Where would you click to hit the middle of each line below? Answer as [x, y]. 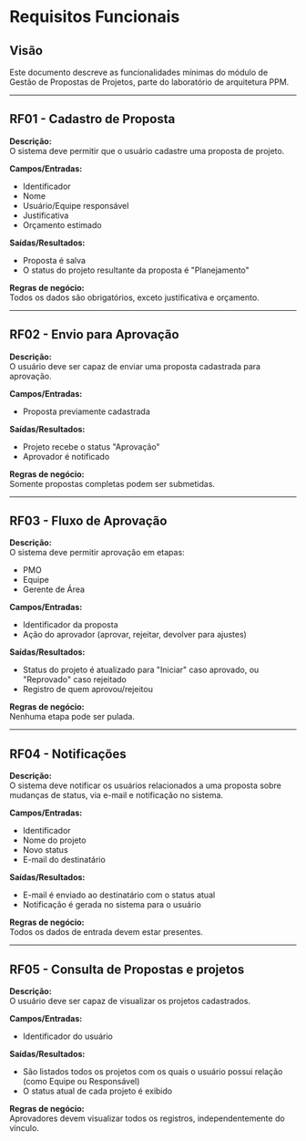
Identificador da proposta [70, 625]
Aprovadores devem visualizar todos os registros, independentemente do [147, 1118]
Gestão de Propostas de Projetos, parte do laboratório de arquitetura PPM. [149, 82]
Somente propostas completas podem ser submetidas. [112, 483]
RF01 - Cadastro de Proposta [92, 119]
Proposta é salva [54, 260]
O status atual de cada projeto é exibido [97, 1091]
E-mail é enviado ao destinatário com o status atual [119, 895]
